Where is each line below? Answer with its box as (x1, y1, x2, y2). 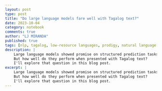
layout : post (5, 7, 31, 12)
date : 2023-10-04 (5, 20, 40, 26)
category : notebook (5, 25, 44, 30)
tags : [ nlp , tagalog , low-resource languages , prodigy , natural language (5, 43, 157, 48)
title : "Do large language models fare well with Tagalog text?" (5, 16, 139, 21)
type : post (5, 12, 27, 16)
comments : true (5, 29, 36, 34)
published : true (5, 39, 38, 43)
